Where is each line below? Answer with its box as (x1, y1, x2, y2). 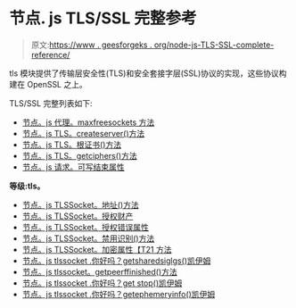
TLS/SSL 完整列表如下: (9, 97, 93, 108)
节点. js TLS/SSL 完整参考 (9, 8, 197, 29)
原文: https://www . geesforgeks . (30, 39, 152, 50)
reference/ (30, 49, 70, 60)
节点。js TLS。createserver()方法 (21, 128, 145, 138)
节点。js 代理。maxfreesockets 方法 (21, 117, 155, 128)
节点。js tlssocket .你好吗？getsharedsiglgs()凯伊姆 (21, 255, 211, 266)
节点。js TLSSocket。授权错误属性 (21, 221, 149, 232)
